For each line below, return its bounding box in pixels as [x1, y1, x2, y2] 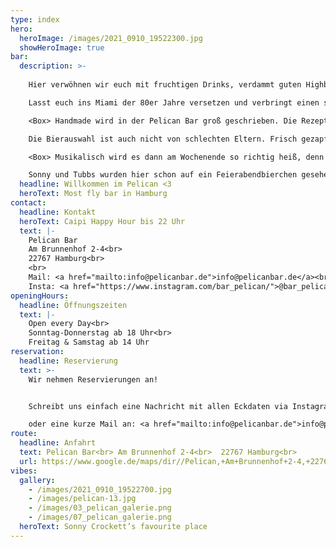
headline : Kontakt [19, 207, 97, 217]
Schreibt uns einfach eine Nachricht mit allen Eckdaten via [28, 401, 288, 411]
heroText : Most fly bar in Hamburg [19, 189, 168, 199]
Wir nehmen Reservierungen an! [28, 374, 159, 385]
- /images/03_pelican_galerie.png [28, 503, 172, 513]
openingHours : [10, 291, 70, 301]
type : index [10, 14, 60, 25]
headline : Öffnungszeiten [19, 300, 128, 310]
